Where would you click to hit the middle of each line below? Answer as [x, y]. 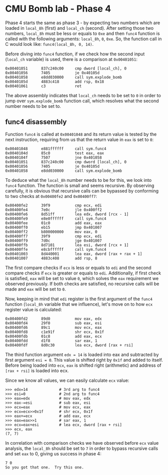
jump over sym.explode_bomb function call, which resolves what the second [82, 101]
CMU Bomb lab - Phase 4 [58, 9]
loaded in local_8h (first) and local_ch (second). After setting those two [79, 28]
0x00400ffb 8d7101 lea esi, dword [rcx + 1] [67, 245]
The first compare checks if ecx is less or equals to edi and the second [78, 267]
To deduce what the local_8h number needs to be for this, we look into [78, 180]
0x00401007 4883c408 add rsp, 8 [51, 258]
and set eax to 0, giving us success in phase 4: [53, 453]
